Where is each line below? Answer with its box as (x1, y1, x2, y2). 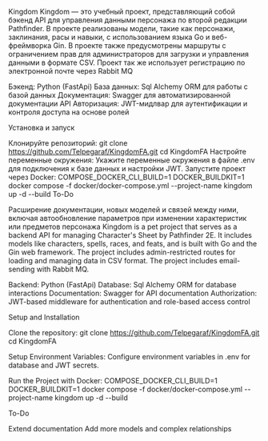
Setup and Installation (8, 312, 80, 322)
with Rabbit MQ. (36, 264, 90, 274)
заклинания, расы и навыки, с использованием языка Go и (8, 32, 210, 42)
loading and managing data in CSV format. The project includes (8, 256, 218, 265)
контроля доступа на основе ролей (8, 107, 130, 117)
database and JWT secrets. (8, 360, 100, 370)
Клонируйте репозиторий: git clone (8, 138, 128, 147)
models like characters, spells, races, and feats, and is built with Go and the (8, 239, 258, 248)
